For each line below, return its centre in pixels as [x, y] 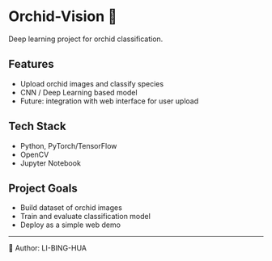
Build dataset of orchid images [71, 208]
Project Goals [43, 188]
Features [31, 64]
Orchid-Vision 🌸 [63, 17]
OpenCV [34, 154]
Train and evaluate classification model [85, 217]
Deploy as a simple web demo [70, 225]
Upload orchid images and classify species [92, 83]
